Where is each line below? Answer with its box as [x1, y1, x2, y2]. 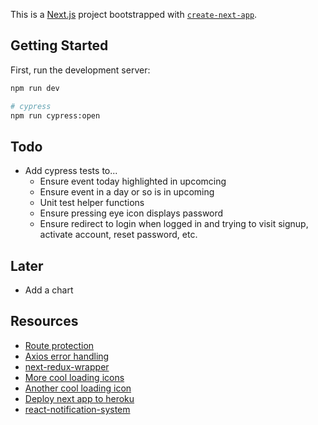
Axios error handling [24, 350, 110, 362]
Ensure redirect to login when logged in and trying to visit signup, [39, 218, 309, 230]
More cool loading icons [24, 371, 125, 383]
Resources [10, 313, 79, 330]
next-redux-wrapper [24, 360, 110, 373]
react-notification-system [24, 403, 131, 415]
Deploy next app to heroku [24, 392, 135, 404]
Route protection [24, 339, 95, 351]
